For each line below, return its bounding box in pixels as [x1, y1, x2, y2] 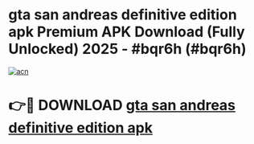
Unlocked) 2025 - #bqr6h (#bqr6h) [8, 40, 247, 58]
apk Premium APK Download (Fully [8, 23, 245, 41]
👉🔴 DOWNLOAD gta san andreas [8, 97, 236, 114]
